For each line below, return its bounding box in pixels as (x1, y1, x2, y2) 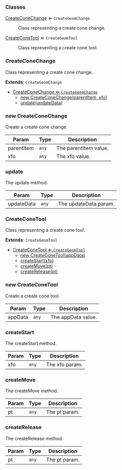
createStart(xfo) (20, 258, 54, 264)
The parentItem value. (56, 144, 109, 151)
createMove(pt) (20, 263, 53, 269)
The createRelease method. (5, 435, 64, 441)
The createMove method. (5, 388, 58, 394)
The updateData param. (58, 200, 115, 207)
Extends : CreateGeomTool (5, 237, 57, 243)
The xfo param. (46, 361, 83, 368)
